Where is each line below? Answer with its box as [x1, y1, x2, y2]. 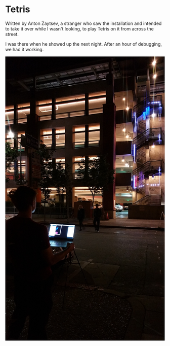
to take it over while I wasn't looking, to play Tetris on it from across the [5, 25, 154, 31]
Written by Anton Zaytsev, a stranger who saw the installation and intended [5, 20, 162, 26]
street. [5, 31, 19, 37]
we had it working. [5, 46, 44, 52]
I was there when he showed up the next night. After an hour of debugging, [5, 41, 162, 47]
